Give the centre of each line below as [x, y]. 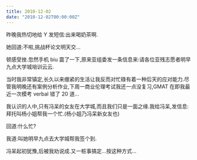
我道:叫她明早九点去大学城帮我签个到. [51, 138]
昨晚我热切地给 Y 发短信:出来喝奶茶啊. [52, 34]
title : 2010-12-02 [29, 11]
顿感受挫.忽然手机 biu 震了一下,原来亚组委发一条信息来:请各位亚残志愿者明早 [98, 59]
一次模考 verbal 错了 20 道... [45, 94]
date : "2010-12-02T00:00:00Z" [43, 17]
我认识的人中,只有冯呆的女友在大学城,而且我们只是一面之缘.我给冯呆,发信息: [98, 106]
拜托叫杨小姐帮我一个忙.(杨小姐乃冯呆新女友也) [63, 113]
